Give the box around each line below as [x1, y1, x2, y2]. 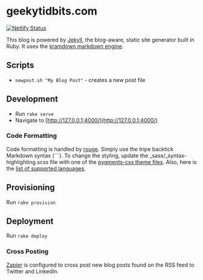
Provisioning [6, 182, 55, 193]
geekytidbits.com [6, 4, 98, 18]
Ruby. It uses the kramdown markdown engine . [6, 43, 124, 50]
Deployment [6, 216, 54, 227]
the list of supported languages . [6, 165, 86, 172]
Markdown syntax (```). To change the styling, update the [6, 152, 148, 159]
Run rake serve [15, 110, 54, 117]
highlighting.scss [6, 158, 49, 165]
